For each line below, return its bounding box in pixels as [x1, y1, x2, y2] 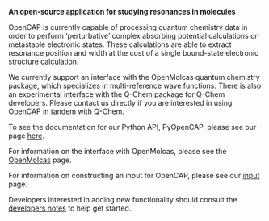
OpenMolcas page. [8, 155, 72, 165]
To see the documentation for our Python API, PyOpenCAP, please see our [8, 123, 257, 131]
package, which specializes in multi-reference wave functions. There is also [8, 81, 262, 90]
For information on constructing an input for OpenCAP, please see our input [8, 171, 260, 180]
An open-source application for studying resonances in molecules [8, 7, 236, 16]
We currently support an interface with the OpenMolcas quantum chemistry [8, 73, 260, 81]
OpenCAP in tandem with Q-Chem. [8, 106, 125, 116]
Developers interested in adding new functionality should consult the [8, 195, 237, 204]
